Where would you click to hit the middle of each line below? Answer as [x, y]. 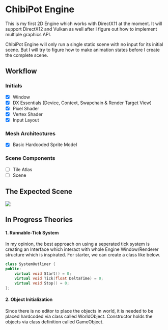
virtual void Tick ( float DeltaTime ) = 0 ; [59, 278]
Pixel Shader [26, 108]
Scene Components [30, 158]
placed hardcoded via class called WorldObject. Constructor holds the [79, 316]
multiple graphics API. [28, 34]
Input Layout [26, 120]
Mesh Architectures [31, 133]
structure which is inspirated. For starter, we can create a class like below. [83, 255]
